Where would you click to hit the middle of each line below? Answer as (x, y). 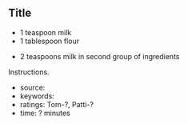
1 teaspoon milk (46, 32)
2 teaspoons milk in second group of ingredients (100, 56)
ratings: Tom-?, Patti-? (57, 104)
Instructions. (29, 72)
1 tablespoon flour (50, 41)
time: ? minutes (45, 113)
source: (32, 87)
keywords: (37, 96)
